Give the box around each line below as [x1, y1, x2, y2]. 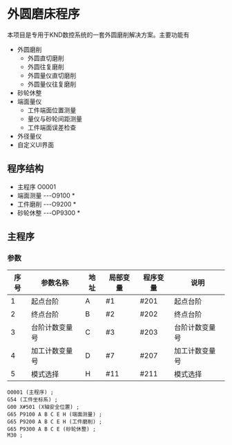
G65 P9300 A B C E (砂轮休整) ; [7, 426, 97, 433]
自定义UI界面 [17, 140, 54, 149]
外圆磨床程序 [7, 6, 81, 22]
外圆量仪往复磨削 [27, 80, 77, 88]
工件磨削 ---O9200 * [17, 200, 77, 208]
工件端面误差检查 [27, 123, 77, 132]
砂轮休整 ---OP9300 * [17, 209, 81, 217]
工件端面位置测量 [27, 105, 77, 114]
